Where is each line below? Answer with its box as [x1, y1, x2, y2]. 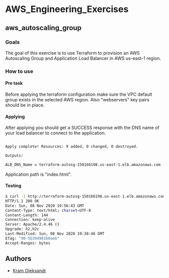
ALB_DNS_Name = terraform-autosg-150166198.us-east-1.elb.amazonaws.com [5, 162, 161, 167]
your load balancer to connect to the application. [5, 130, 106, 136]
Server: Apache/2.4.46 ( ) [5, 222, 59, 227]
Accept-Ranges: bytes [5, 240, 51, 245]
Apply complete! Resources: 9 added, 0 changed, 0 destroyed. [5, 144, 138, 149]
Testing [5, 183, 22, 189]
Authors [5, 254, 32, 263]
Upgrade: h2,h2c [5, 227, 39, 232]
